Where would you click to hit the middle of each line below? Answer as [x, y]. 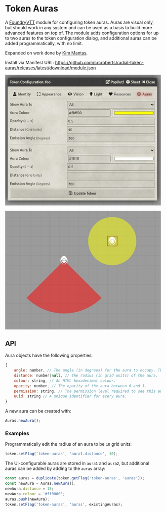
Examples [17, 433]
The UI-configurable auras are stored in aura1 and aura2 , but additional [77, 464]
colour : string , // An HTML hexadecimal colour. [65, 381]
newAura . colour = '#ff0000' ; [35, 494]
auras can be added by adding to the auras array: [55, 468]
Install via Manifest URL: [30, 62]
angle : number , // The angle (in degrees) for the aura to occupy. [85, 371]
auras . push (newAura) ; [27, 499]
